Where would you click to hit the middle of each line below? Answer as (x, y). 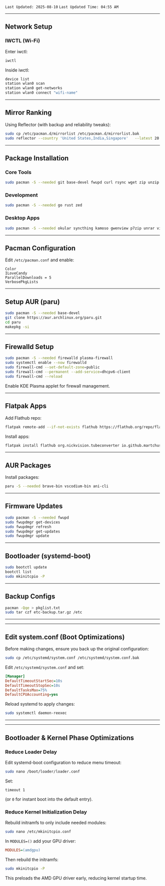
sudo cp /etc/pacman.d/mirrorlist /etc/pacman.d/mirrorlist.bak (72, 134)
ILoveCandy (16, 273)
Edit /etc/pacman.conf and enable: (40, 260)
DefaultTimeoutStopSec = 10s (33, 685)
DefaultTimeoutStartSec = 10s (34, 681)
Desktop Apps (23, 218)
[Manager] (15, 676)
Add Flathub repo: (23, 418)
